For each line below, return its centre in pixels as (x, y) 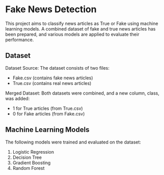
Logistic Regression (33, 152)
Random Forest (28, 168)
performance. (20, 40)
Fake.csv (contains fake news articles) (53, 78)
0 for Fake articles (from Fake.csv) (49, 113)
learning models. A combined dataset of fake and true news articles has (80, 28)
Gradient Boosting (31, 163)
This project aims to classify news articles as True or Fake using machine (82, 23)
